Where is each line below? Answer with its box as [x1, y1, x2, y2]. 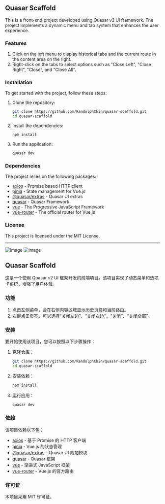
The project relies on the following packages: [5, 173, 97, 179]
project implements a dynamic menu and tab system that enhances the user [5, 22, 159, 28]
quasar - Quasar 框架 [12, 456, 55, 462]
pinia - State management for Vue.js [12, 188, 86, 194]
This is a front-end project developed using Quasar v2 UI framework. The [5, 17, 154, 23]
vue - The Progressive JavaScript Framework [12, 204, 104, 210]
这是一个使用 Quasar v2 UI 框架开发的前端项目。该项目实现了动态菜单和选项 [5, 275, 159, 281]
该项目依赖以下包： [5, 427, 44, 433]
